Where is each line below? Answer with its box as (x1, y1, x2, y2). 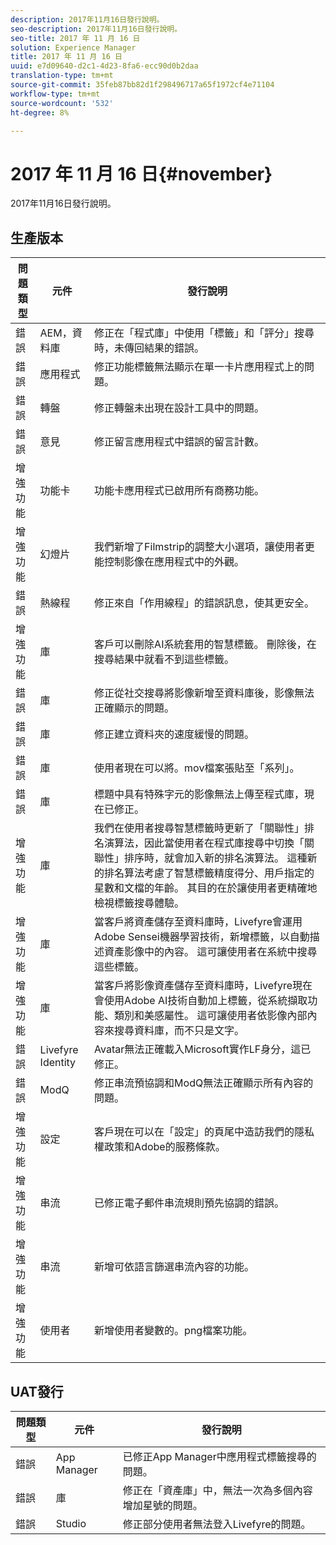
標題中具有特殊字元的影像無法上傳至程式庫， (94, 787, 305, 801)
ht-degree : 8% (10, 107, 70, 118)
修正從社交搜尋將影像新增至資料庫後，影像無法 (94, 686, 315, 700)
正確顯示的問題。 (94, 701, 175, 715)
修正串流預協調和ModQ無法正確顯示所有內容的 (94, 1076, 314, 1090)
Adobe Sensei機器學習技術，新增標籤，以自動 (94, 930, 310, 944)
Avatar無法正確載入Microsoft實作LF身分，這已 (94, 1042, 312, 1056)
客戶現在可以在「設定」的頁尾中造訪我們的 (94, 1125, 295, 1139)
